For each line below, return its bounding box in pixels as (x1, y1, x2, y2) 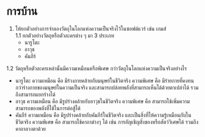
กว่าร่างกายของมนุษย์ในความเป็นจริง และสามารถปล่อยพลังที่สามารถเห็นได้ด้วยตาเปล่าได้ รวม (15, 84, 199, 91)
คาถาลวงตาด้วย (15, 125, 46, 132)
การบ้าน (6, 4, 38, 18)
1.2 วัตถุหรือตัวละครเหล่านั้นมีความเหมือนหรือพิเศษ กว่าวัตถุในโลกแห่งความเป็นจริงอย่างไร (6, 64, 187, 72)
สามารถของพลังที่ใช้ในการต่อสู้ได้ (15, 104, 81, 111)
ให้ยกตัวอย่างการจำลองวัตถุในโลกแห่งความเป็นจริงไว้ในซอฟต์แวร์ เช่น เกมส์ (15, 24, 166, 32)
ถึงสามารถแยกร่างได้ (15, 91, 56, 98)
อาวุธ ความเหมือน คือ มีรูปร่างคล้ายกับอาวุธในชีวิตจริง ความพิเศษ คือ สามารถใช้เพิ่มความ (15, 97, 190, 105)
